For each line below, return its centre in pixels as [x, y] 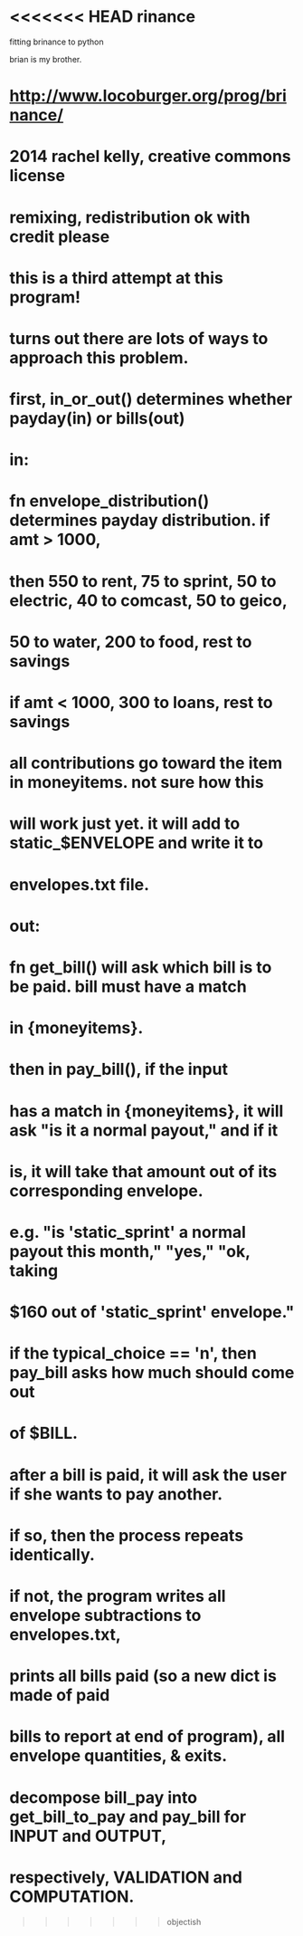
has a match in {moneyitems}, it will [147, 1111]
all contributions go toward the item [146, 763]
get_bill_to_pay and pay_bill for [128, 1816]
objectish [184, 1922]
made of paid [60, 1696]
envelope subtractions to [105, 1615]
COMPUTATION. [72, 1897]
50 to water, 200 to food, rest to [131, 642]
